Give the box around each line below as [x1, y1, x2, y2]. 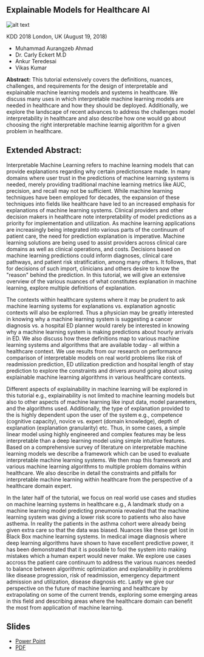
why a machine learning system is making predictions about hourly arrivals [6, 328, 194, 335]
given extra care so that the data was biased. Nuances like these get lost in [6, 526, 194, 534]
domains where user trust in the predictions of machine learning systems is [6, 174, 195, 181]
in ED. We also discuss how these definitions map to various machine [6, 335, 180, 342]
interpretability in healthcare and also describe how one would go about [6, 114, 186, 122]
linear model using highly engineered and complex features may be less [6, 430, 186, 437]
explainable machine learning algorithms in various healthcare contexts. [6, 374, 186, 381]
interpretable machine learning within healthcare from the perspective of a [6, 476, 193, 483]
